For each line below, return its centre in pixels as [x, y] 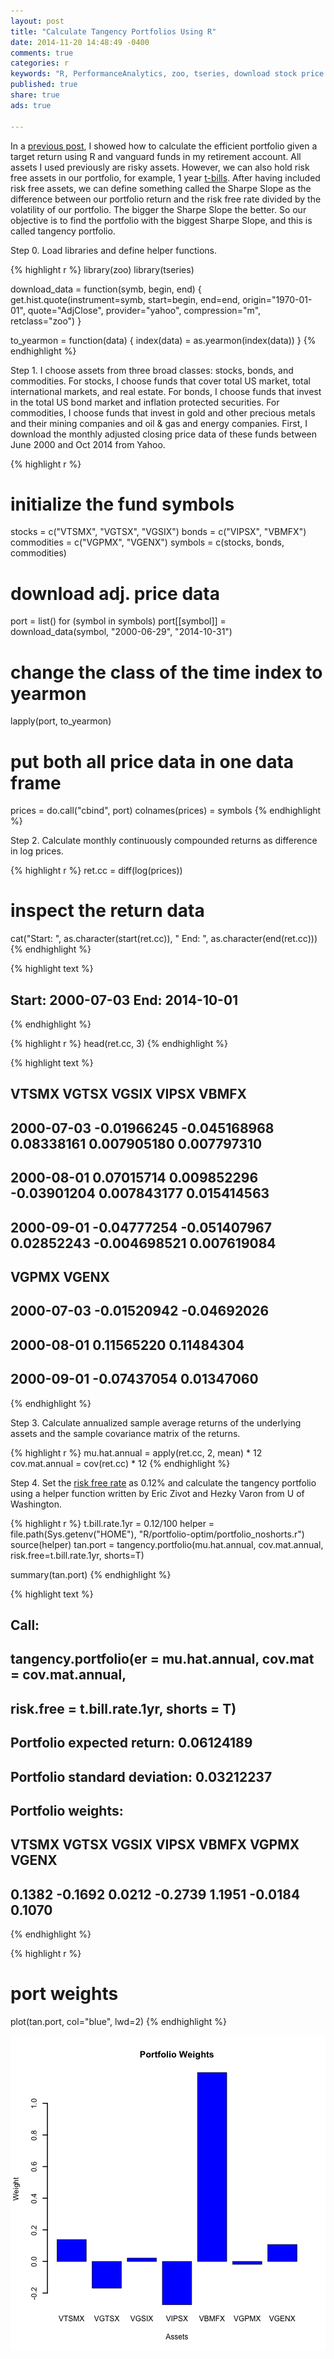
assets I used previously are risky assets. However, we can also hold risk [160, 167]
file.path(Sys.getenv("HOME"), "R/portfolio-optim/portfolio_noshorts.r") [157, 1534]
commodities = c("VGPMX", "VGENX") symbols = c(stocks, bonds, [147, 542]
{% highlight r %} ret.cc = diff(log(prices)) [96, 871]
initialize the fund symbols [122, 504]
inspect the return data [107, 911]
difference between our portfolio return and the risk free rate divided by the [166, 199]
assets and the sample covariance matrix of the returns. [125, 1433]
